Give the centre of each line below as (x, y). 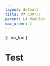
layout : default (22, 10)
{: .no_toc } (16, 38)
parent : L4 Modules (25, 19)
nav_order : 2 (19, 24)
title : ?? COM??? (23, 14)
